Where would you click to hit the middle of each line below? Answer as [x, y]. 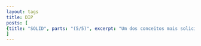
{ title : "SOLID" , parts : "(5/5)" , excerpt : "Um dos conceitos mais [92, 28]
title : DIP [20, 17]
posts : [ [17, 23]
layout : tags [22, 12]
